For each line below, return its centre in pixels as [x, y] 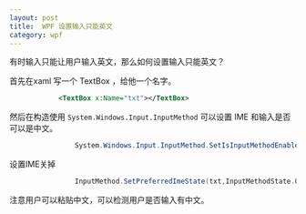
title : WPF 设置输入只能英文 [61, 26]
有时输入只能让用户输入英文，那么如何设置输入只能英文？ [117, 62]
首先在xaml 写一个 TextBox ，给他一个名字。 [93, 81]
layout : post [34, 18]
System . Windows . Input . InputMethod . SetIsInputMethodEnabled [189, 146]
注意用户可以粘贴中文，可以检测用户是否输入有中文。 [109, 200]
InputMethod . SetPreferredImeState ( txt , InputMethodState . [185, 182]
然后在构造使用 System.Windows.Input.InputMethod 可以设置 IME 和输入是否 [150, 117]
